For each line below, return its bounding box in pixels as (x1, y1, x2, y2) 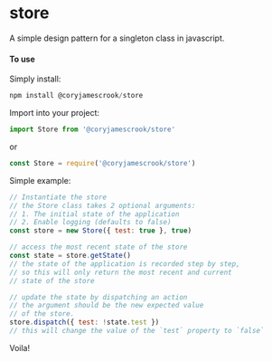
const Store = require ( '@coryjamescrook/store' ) (9, 158, 196, 167)
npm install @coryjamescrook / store (9, 91, 144, 100)
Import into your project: (9, 108, 100, 119)
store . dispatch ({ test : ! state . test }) (9, 318, 160, 328)
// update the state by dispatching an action (9, 292, 188, 301)
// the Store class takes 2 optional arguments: (9, 201, 196, 210)
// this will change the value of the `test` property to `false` (9, 327, 265, 336)
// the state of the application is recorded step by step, (9, 259, 241, 269)
